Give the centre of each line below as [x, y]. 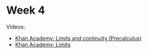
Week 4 [26, 10]
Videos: [16, 27]
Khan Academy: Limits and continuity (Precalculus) [78, 38]
